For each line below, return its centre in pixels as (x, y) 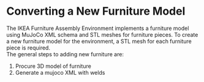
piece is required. (28, 48)
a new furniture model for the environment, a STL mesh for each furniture (99, 41)
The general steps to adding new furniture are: (65, 54)
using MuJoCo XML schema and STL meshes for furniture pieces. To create (102, 34)
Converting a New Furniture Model (96, 11)
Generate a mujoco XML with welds (60, 72)
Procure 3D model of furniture (53, 66)
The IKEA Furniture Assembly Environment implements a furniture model (98, 28)
